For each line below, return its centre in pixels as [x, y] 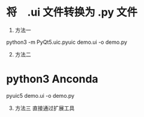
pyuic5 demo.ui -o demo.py [40, 95]
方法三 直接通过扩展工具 [45, 108]
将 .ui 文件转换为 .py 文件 [72, 12]
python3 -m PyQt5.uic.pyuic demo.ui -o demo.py [67, 42]
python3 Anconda [52, 79]
